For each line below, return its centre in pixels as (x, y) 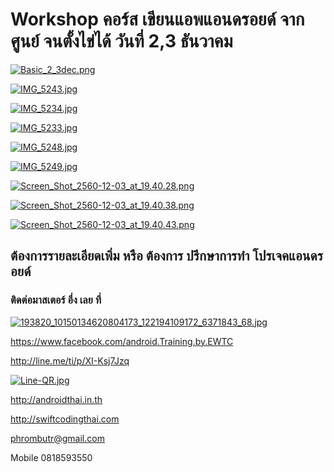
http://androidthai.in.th (56, 399)
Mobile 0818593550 (51, 457)
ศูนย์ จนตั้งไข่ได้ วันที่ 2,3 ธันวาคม (121, 41)
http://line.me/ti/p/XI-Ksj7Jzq (70, 360)
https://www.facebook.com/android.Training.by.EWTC (122, 341)
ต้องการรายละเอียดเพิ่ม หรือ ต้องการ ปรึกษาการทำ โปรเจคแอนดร (166, 256)
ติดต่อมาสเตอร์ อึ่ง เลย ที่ (56, 300)
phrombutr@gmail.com (57, 438)
